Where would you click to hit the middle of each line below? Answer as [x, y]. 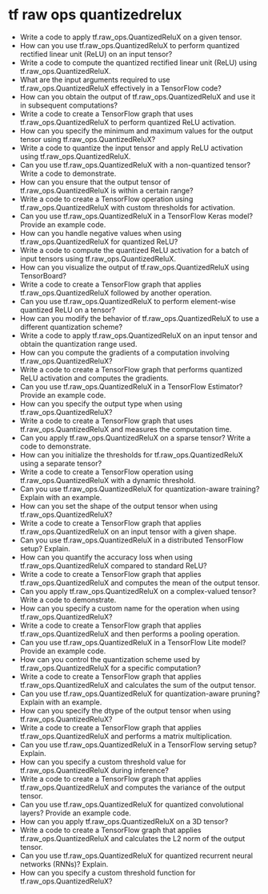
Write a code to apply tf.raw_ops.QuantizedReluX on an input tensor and [138, 335]
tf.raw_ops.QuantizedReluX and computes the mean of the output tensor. [140, 583]
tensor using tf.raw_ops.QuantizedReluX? [88, 139]
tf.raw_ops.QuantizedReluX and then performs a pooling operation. [130, 634]
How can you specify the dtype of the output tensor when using [125, 710]
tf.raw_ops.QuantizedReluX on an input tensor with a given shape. [128, 531]
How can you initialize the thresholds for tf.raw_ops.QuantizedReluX [132, 454]
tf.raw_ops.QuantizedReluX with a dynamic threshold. [108, 480]
